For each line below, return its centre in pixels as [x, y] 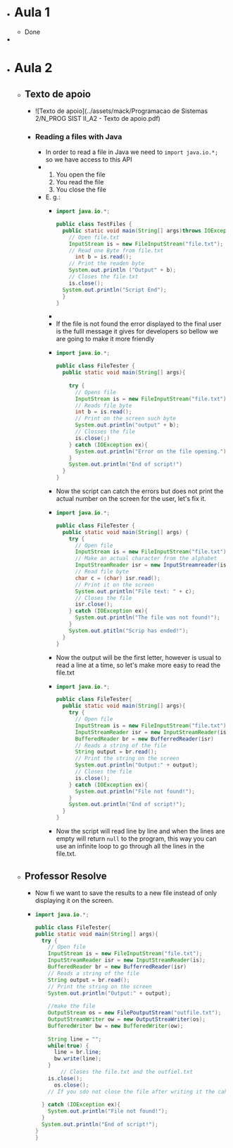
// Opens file [96, 392]
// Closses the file [105, 432]
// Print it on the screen [114, 585]
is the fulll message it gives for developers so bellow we [137, 331]
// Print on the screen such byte [126, 419]
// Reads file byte [103, 406]
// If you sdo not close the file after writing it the [132, 1091]
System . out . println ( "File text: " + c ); [135, 591]
